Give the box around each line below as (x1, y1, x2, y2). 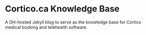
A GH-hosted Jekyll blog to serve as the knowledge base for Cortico (5, 19, 142, 25)
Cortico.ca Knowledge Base (5, 3, 120, 14)
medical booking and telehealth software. (5, 24, 88, 30)
